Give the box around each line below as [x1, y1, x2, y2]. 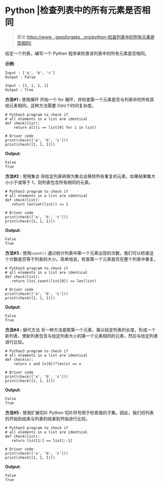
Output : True [5, 87, 34, 92]
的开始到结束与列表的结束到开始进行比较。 [5, 416, 90, 421]
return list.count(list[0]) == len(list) [11, 278, 97, 284]
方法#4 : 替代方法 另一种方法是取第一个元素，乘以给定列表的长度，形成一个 [5, 327, 156, 333]
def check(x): [5, 357, 34, 362]
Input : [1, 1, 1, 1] [5, 83, 49, 88]
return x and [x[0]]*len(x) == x [14, 361, 81, 366]
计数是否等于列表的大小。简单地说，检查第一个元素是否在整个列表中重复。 [9, 256, 158, 262]
